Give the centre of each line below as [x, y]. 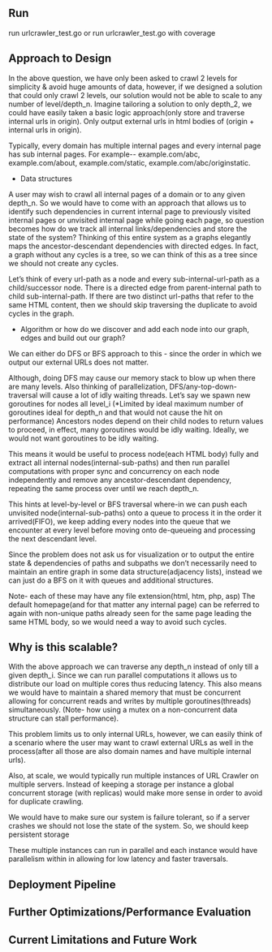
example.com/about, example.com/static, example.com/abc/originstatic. [130, 162]
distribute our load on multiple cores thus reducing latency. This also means [135, 684]
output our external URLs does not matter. [78, 362]
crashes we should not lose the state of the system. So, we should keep [129, 826]
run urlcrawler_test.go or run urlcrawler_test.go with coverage [112, 32]
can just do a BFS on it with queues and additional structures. [111, 580]
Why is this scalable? [63, 647]
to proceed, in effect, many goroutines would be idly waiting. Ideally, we [129, 429]
